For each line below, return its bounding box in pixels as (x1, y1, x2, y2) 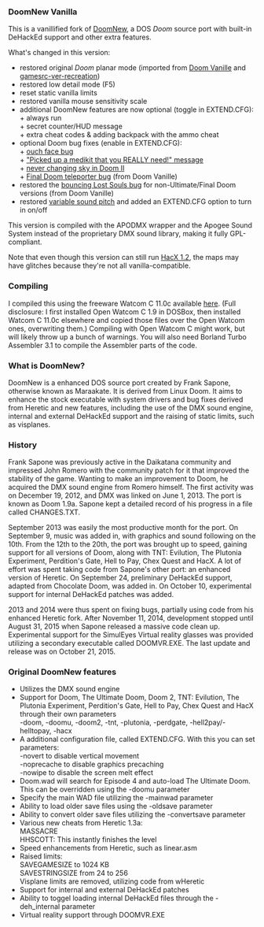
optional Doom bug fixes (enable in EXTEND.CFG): (19, 139, 182, 148)
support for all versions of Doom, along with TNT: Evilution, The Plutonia (8, 548, 242, 558)
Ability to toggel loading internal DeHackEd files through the (19, 893, 214, 903)
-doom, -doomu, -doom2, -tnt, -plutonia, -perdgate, (19, 717, 189, 727)
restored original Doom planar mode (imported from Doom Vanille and (19, 63, 246, 72)
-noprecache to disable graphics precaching (19, 759, 164, 769)
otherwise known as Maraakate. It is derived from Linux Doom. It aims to (8, 386, 243, 395)
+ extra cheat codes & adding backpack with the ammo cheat (19, 130, 219, 139)
